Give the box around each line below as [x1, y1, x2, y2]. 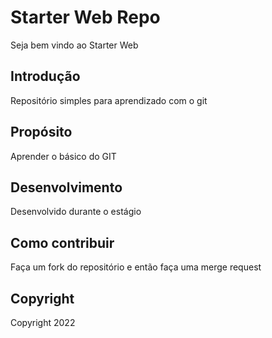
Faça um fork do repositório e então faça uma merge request [10, 261, 262, 273]
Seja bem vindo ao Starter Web [10, 39, 139, 51]
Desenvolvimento [10, 179, 123, 196]
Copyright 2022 [10, 317, 76, 328]
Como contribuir [10, 234, 115, 251]
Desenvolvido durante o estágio [10, 206, 142, 218]
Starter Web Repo [10, 6, 161, 29]
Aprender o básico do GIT [10, 150, 117, 162]
